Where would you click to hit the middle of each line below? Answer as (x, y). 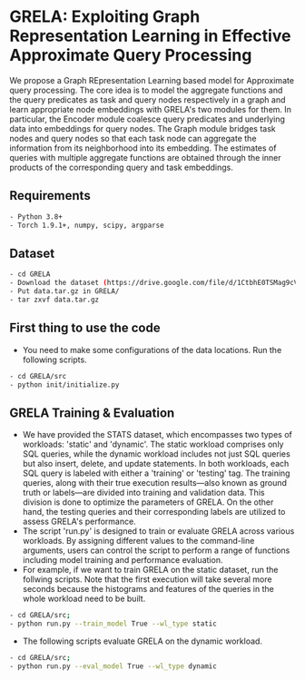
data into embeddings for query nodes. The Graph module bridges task (143, 128)
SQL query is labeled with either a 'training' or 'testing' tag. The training (156, 473)
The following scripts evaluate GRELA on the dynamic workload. (143, 641)
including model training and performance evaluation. (123, 560)
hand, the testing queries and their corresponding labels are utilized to (154, 512)
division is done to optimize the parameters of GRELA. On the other (148, 502)
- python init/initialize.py (64, 384)
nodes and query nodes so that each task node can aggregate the (133, 138)
